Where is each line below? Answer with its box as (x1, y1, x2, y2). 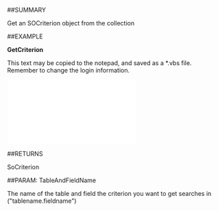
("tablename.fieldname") (7, 197, 77, 205)
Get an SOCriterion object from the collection (7, 19, 135, 27)
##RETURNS (7, 150, 43, 158)
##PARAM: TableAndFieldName (7, 176, 97, 184)
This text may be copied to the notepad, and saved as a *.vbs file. (7, 59, 192, 67)
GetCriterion (7, 46, 44, 53)
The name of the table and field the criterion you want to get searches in (7, 190, 212, 197)
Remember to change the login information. (7, 66, 130, 74)
